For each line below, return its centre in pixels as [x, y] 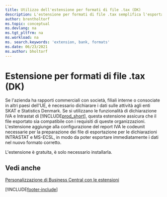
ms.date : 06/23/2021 [27, 47]
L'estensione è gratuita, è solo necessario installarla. [59, 152]
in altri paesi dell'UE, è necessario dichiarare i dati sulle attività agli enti [78, 105]
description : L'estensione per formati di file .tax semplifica [73, 14]
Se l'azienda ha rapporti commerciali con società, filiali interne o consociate [83, 100]
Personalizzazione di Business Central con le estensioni [62, 180]
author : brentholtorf [28, 19]
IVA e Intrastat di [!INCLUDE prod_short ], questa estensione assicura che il [81, 116]
